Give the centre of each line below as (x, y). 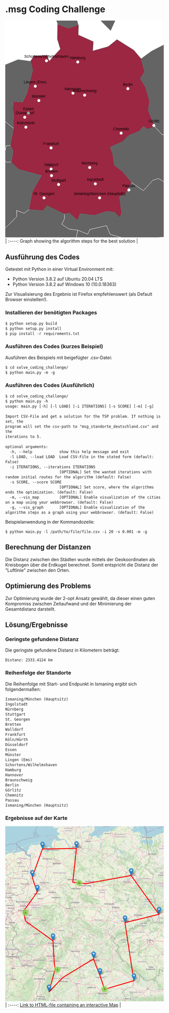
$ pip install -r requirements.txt (43, 334)
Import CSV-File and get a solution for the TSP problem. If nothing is (83, 417)
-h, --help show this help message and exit (69, 452)
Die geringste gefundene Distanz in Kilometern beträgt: (62, 650)
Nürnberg (14, 709)
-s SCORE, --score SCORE (36, 482)
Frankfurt (16, 734)
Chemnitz (14, 795)
